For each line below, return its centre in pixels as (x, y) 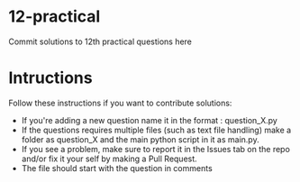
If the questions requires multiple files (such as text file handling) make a (156, 130)
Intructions (50, 78)
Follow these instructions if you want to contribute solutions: (120, 103)
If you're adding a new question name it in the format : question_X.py (150, 120)
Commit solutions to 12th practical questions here (100, 41)
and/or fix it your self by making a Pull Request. (109, 159)
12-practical (55, 17)
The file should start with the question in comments (117, 168)
